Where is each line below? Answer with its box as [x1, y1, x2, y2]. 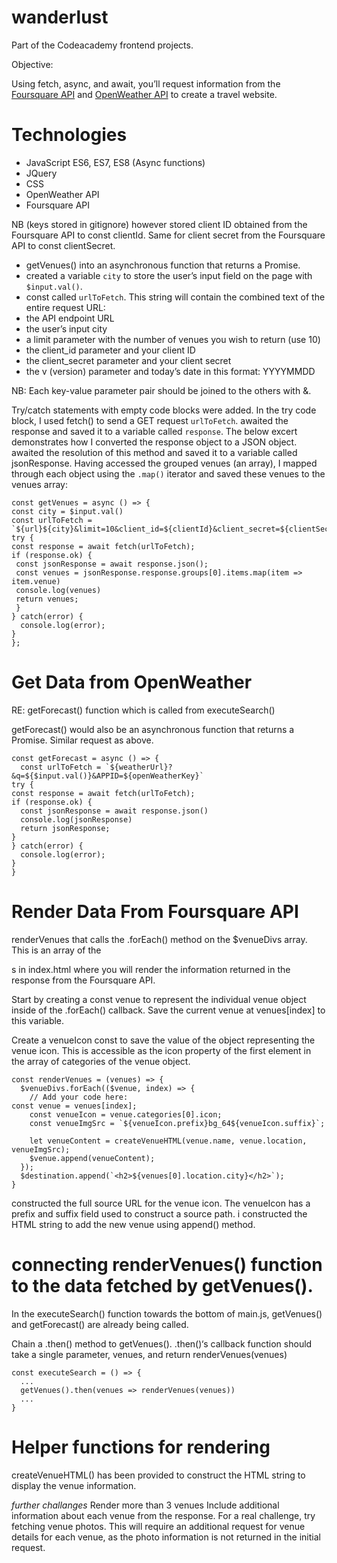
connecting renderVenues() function [11, 1253, 323, 1276]
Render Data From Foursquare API [11, 901, 299, 923]
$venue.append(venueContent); [29, 1153, 156, 1163]
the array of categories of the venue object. [11, 1055, 191, 1067]
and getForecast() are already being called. [11, 1318, 189, 1330]
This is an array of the [11, 944, 102, 956]
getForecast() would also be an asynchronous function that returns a [11, 723, 295, 735]
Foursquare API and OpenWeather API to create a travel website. [11, 88, 278, 100]
